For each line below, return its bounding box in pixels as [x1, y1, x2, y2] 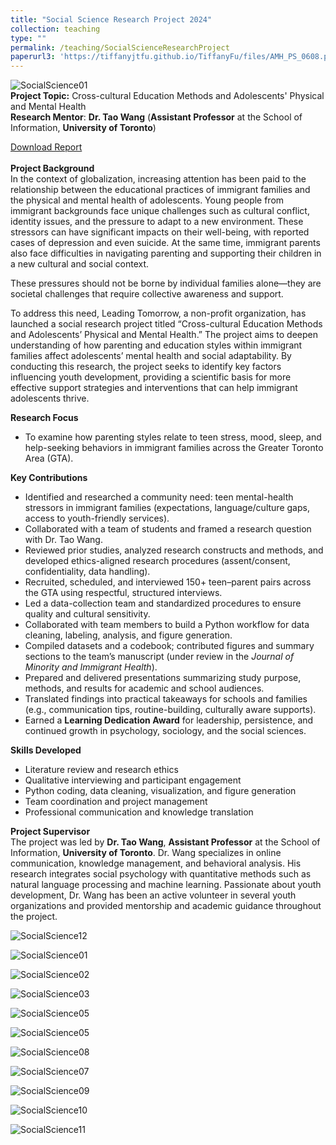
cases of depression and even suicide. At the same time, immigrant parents [10, 237, 321, 249]
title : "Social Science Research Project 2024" [10, 14, 213, 25]
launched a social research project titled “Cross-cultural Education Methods [10, 318, 323, 330]
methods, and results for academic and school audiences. [24, 682, 265, 695]
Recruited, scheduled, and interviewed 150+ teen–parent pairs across [24, 576, 312, 588]
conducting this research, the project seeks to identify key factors [10, 361, 282, 373]
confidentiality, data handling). [24, 566, 151, 578]
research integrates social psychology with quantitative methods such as [10, 868, 312, 880]
